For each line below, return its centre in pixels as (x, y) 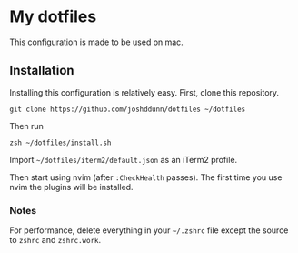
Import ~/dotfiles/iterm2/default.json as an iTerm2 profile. (124, 159)
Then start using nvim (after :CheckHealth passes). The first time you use (146, 177)
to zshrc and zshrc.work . (55, 240)
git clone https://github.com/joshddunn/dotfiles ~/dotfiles (128, 109)
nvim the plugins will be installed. (71, 187)
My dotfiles (53, 17)
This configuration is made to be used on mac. (96, 42)
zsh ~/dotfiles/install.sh (60, 143)
